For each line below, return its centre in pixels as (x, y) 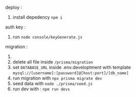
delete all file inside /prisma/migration (53, 62)
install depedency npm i (37, 17)
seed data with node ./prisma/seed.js (53, 84)
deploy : (14, 7)
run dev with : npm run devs (41, 89)
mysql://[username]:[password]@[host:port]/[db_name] (71, 73)
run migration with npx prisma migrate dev (57, 78)
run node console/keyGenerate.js (47, 37)
